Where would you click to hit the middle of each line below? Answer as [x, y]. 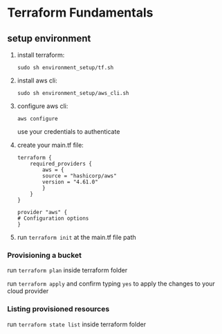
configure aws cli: [43, 106]
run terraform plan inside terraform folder [67, 270]
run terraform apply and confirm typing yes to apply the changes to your [111, 284]
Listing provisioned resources [58, 309]
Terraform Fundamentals [80, 13]
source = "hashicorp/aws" [80, 176]
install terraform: [41, 55]
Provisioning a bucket [44, 255]
